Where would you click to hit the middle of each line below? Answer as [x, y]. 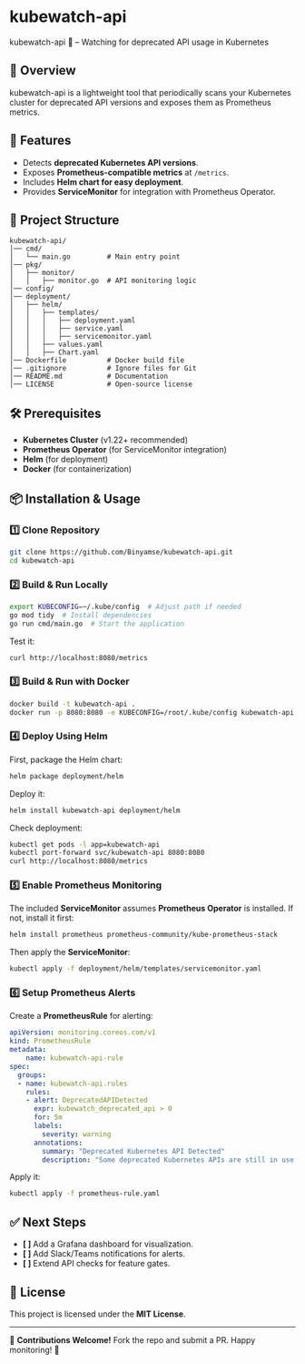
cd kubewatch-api [42, 560]
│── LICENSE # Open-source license [101, 384]
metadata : [28, 1050]
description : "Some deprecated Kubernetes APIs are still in [160, 1160]
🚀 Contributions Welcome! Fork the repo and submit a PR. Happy [133, 1339]
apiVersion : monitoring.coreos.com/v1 [83, 1033]
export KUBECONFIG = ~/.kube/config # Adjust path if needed [126, 606]
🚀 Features [40, 141]
